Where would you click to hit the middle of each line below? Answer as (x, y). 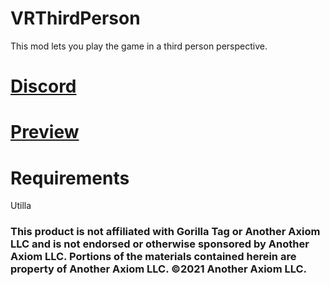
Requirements (70, 178)
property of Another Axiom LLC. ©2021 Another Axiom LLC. (159, 269)
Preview (45, 132)
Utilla (21, 206)
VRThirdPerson (75, 18)
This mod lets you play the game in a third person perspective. (139, 46)
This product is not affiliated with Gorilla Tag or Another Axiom (165, 232)
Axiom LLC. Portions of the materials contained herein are (153, 257)
